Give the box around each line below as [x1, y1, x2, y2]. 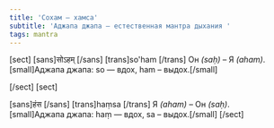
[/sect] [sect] [9, 81, 58, 92]
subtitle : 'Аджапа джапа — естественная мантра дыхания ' [9, 21, 231, 30]
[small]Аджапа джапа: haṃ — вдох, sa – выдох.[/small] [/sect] [9, 109, 244, 120]
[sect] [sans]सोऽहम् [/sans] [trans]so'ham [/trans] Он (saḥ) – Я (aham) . [9, 55, 266, 65]
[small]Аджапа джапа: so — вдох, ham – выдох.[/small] [9, 64, 218, 75]
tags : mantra [9, 30, 58, 38]
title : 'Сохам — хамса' [9, 13, 99, 22]
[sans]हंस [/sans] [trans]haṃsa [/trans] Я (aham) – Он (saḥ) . [9, 99, 231, 110]
